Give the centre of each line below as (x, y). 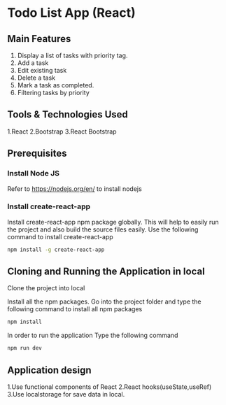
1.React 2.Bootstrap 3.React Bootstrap (62, 132)
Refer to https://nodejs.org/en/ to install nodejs (75, 189)
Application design (50, 370)
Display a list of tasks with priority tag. (72, 55)
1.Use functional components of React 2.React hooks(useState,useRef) (110, 387)
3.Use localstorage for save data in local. (66, 395)
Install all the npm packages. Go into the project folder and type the (104, 301)
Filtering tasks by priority (53, 93)
